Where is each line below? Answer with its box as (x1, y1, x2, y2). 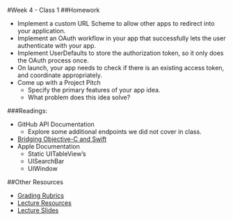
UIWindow (27, 165, 58, 172)
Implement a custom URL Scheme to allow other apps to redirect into (17, 19, 215, 27)
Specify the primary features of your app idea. (27, 86, 161, 94)
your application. (17, 27, 66, 35)
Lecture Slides (17, 206, 59, 214)
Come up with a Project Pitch (17, 79, 101, 86)
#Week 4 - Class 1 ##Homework (7, 6, 100, 14)
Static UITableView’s (27, 149, 86, 158)
